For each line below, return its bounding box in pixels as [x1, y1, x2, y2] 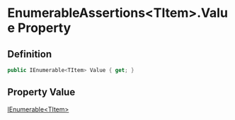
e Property [7, 20, 71, 36]
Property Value [7, 86, 76, 98]
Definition [7, 48, 52, 60]
